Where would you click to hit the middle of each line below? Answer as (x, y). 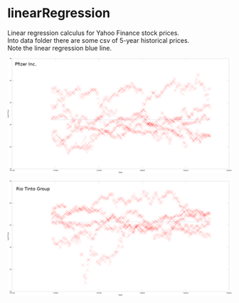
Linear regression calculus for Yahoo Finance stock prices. (94, 33)
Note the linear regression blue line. (60, 48)
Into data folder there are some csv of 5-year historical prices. (99, 40)
